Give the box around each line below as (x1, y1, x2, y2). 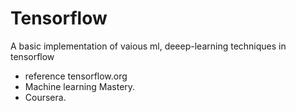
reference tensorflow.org (24, 70, 128, 82)
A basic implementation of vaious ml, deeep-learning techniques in (10, 40, 287, 52)
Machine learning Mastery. (24, 80, 136, 92)
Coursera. (24, 91, 67, 103)
